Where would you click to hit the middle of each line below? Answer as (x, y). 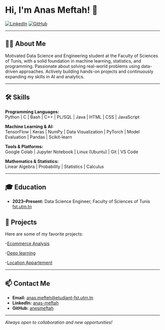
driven (12, 71)
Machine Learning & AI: (29, 126)
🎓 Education (26, 187)
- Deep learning (20, 253)
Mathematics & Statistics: (32, 161)
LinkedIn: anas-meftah (35, 303)
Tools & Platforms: (24, 146)
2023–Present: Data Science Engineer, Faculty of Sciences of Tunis (81, 201)
